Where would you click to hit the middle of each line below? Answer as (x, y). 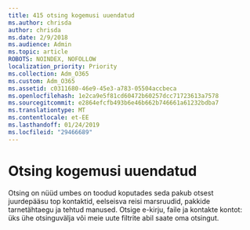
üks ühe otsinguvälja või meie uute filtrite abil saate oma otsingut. (114, 217)
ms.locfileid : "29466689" (50, 132)
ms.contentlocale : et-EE (49, 118)
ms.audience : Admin (40, 45)
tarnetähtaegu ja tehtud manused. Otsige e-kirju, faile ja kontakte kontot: (125, 210)
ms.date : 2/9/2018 (38, 37)
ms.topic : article (38, 52)
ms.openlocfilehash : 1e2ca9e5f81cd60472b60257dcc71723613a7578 (114, 96)
